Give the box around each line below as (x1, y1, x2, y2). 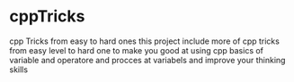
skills (9, 64, 29, 75)
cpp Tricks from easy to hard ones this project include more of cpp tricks (9, 36, 281, 46)
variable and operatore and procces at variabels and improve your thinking (9, 54, 286, 65)
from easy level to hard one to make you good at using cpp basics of (9, 45, 263, 55)
